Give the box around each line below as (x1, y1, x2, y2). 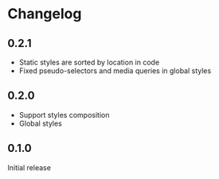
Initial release (7, 162, 51, 172)
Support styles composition (18, 110, 110, 119)
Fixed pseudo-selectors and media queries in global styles (18, 66, 212, 76)
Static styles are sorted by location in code (18, 57, 160, 67)
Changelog (7, 5, 82, 23)
